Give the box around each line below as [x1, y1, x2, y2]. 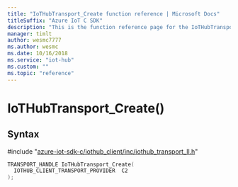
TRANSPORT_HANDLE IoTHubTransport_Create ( [7, 161, 135, 168]
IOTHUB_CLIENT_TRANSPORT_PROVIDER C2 [13, 167, 129, 174]
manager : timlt [7, 30, 52, 38]
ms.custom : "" [7, 63, 50, 70]
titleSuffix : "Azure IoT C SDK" [7, 17, 103, 24]
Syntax [7, 128, 40, 140]
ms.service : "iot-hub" [7, 57, 74, 64]
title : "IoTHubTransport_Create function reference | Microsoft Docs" [7, 10, 220, 18]
